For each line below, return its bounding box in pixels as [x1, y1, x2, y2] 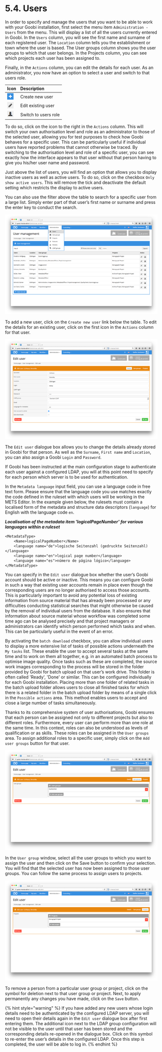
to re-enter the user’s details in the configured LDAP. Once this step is [5, 1036, 145, 1042]
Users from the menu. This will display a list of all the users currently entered [5, 29, 157, 35]
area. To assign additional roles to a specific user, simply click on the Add [5, 735, 150, 741]
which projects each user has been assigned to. [5, 55, 101, 61]
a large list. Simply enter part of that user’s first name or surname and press [5, 199, 156, 205]
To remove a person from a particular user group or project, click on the [5, 985, 148, 991]
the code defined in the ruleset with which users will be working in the [5, 494, 145, 500]
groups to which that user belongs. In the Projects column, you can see [5, 50, 147, 56]
